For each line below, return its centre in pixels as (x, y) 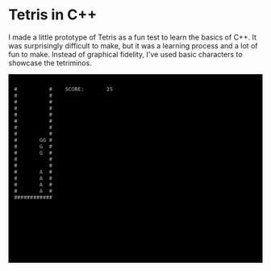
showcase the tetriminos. (50, 63)
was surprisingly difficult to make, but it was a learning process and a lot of (133, 45)
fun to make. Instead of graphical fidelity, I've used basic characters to (126, 54)
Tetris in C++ (53, 15)
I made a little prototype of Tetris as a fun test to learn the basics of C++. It (132, 37)
